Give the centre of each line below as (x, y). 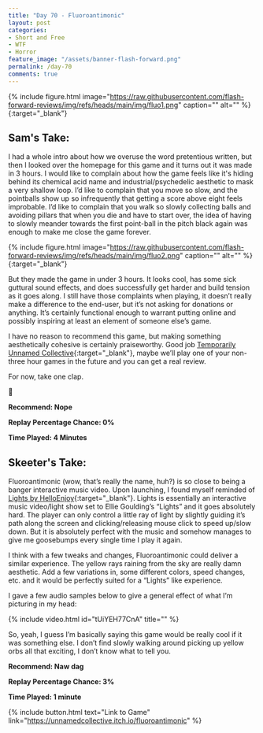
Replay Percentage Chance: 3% (61, 682)
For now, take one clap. (46, 377)
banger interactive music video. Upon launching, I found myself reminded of (132, 490)
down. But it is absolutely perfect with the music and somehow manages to (130, 531)
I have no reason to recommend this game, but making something (115, 336)
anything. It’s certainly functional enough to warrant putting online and (122, 313)
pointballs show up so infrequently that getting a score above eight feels (125, 198)
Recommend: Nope (41, 407)
